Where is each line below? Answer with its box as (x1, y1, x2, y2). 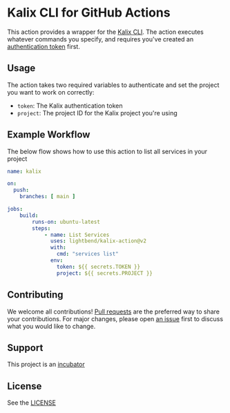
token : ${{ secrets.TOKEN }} (56, 263, 140, 270)
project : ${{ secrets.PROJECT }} (56, 269, 153, 277)
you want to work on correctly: (7, 88, 95, 96)
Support (7, 342, 44, 354)
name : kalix (7, 168, 41, 175)
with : (50, 244, 67, 251)
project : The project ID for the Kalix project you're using (17, 108, 178, 117)
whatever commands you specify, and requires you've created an (7, 35, 194, 43)
